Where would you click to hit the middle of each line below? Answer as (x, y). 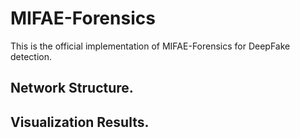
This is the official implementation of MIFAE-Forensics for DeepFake (150, 46)
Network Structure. (72, 88)
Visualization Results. (80, 122)
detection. (31, 56)
